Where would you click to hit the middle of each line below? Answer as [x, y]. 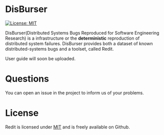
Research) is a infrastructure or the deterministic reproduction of [72, 38]
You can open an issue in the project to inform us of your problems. [74, 93]
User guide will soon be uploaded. [40, 58]
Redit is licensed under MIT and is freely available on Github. [67, 127]
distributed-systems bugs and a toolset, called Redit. [59, 49]
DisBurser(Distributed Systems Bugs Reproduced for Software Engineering [82, 33]
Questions [27, 79]
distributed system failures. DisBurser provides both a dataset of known [79, 43]
